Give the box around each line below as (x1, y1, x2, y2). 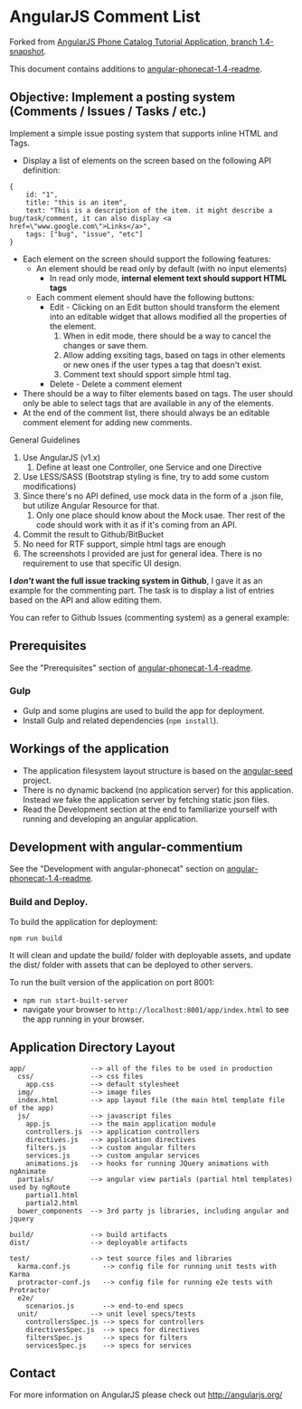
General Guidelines (9, 434, 80, 445)
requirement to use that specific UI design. (22, 557, 182, 568)
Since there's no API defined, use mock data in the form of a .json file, (22, 490, 284, 501)
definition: (22, 165, 61, 176)
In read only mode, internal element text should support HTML (49, 272, 288, 283)
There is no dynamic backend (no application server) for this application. (22, 785, 294, 795)
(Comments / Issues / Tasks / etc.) (9, 104, 207, 119)
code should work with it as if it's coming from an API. (35, 519, 238, 530)
